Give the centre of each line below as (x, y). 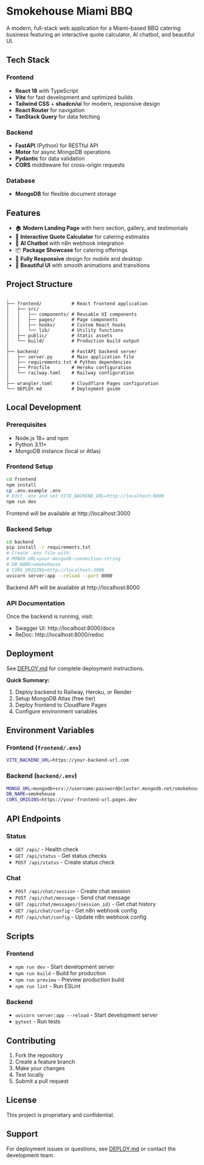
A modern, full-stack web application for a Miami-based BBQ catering (93, 28)
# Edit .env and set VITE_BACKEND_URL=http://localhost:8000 (85, 496)
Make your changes (40, 1068)
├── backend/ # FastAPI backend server (72, 351)
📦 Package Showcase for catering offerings (71, 250)
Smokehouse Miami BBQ (70, 11)
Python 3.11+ (31, 444)
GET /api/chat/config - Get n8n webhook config (76, 911)
